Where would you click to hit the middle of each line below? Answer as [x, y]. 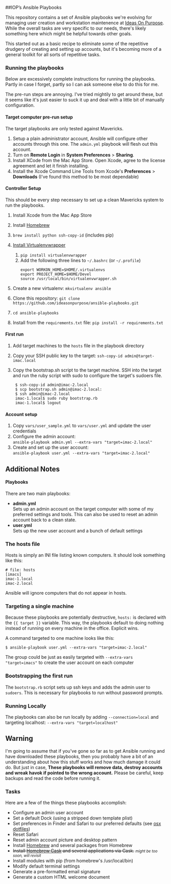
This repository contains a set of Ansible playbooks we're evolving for [79, 17]
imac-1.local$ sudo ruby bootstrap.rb [56, 398]
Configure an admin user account [48, 812]
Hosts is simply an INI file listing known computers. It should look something [85, 555]
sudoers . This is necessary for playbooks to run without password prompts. [84, 693]
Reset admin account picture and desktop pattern [65, 840]
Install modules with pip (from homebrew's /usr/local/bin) [73, 861]
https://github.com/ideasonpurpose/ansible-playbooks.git [76, 303]
